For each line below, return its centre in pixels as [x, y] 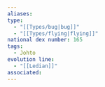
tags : [15, 46]
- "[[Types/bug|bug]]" [47, 27]
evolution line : [31, 60]
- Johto [25, 53]
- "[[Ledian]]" [36, 66]
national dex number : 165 [45, 40]
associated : [24, 72]
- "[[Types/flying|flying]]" [56, 33]
